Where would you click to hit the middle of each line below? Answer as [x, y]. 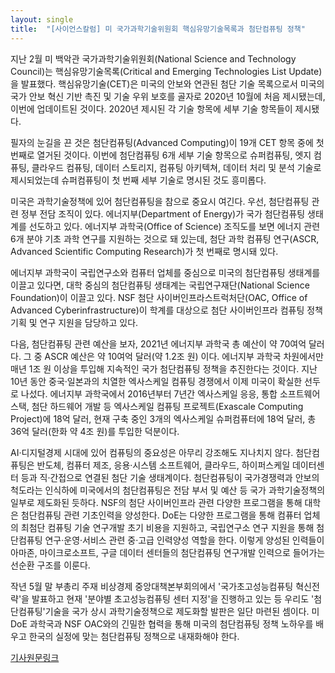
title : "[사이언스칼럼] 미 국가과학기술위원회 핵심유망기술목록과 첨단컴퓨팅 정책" [158, 29]
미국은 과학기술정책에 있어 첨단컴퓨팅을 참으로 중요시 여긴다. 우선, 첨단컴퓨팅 [160, 201]
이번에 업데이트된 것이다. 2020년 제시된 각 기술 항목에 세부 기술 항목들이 [151, 108]
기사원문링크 [35, 657]
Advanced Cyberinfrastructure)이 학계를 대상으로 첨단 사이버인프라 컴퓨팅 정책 [166, 310]
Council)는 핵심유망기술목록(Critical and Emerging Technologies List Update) [166, 71]
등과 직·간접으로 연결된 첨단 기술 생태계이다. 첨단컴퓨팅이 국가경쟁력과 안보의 [170, 477]
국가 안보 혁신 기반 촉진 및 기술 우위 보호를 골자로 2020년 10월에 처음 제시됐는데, [168, 96]
